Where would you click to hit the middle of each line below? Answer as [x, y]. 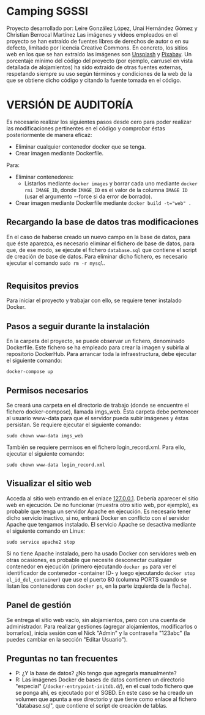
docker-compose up [30, 372]
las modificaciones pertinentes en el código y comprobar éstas [86, 128]
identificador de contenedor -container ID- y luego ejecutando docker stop [101, 572]
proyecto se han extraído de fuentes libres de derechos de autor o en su [98, 41]
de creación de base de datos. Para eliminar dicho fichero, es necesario [97, 256]
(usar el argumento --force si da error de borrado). [88, 196]
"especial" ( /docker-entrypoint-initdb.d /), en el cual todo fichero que [104, 686]
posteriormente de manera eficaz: [49, 135]
